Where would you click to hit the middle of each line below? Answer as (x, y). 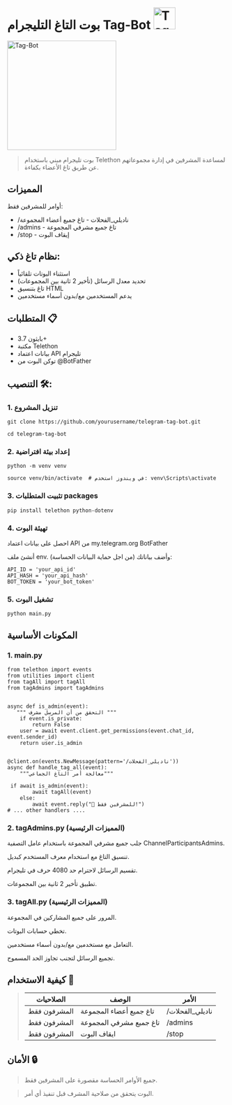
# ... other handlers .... (46, 810)
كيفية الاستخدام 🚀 (41, 979)
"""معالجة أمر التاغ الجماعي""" (67, 773)
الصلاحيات (51, 999)
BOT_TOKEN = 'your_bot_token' (51, 582)
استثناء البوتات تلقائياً (44, 273)
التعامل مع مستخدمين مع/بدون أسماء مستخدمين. (70, 944)
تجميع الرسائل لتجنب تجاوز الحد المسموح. (61, 957)
